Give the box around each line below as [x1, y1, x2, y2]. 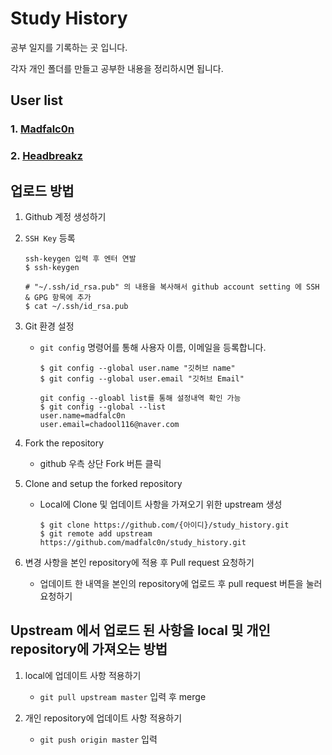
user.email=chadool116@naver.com [39, 419, 180, 429]
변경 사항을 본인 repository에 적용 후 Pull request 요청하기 [24, 556, 255, 568]
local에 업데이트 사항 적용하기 [24, 669, 142, 681]
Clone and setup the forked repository [24, 477, 183, 489]
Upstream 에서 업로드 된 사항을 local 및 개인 [10, 622, 271, 639]
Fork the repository [24, 437, 105, 449]
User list [10, 92, 63, 109]
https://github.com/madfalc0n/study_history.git [39, 537, 247, 547]
